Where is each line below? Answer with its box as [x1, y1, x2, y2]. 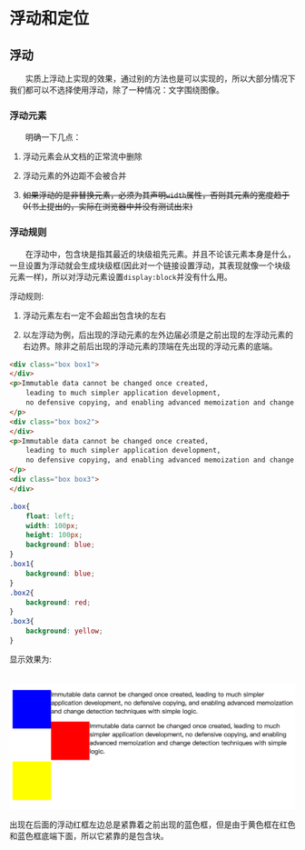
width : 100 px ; [25, 521, 79, 530]
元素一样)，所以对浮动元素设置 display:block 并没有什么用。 [9, 271, 233, 282]
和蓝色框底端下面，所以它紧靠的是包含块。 [9, 830, 169, 841]
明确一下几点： [25, 132, 82, 143]
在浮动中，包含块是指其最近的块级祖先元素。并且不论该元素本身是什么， [25, 248, 296, 259]
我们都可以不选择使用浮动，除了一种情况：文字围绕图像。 [9, 85, 224, 95]
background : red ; [25, 597, 92, 607]
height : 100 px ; [25, 531, 84, 540]
